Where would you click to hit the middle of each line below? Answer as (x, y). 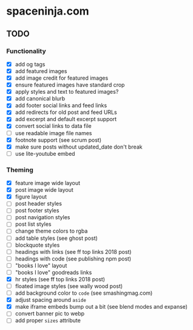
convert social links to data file (53, 126)
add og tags (30, 64)
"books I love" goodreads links (53, 272)
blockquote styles (37, 245)
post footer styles (37, 211)
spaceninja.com (48, 11)
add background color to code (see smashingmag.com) (84, 293)
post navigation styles (42, 217)
